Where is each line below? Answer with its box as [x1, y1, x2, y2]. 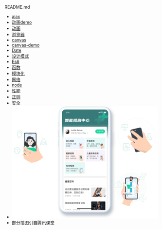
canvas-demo [11, 42, 40, 48]
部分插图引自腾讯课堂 [11, 220, 54, 226]
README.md [4, 4, 30, 10]
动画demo [11, 19, 32, 25]
